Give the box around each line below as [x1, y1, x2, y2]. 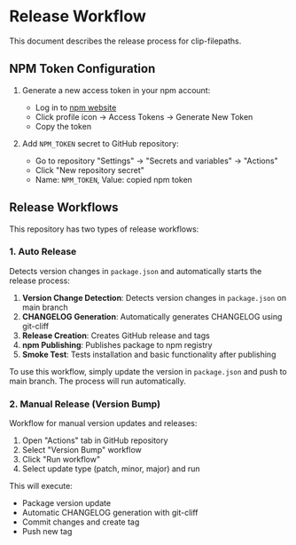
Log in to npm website [35, 102, 117, 113]
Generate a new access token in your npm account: [21, 84, 211, 95]
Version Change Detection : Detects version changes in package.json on [21, 292, 286, 303]
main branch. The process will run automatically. [9, 375, 186, 386]
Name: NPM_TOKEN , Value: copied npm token [35, 174, 193, 185]
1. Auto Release [9, 246, 77, 258]
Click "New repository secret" [35, 164, 144, 175]
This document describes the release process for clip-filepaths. [9, 36, 242, 46]
